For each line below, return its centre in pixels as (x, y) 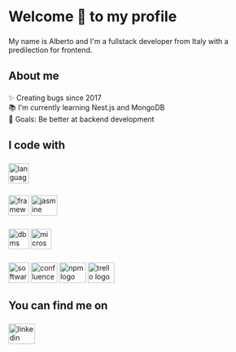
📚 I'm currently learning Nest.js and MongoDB (87, 108)
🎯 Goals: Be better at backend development (81, 119)
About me (34, 75)
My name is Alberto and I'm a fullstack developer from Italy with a (119, 42)
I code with (37, 145)
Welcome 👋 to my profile (93, 17)
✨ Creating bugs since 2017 (55, 98)
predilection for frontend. (50, 50)
